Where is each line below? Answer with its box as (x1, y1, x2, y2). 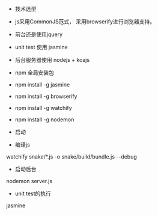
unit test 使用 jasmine (14, 44, 68, 50)
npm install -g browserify (14, 92, 77, 100)
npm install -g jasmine (14, 81, 70, 88)
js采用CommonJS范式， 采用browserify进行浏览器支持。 (14, 18, 155, 25)
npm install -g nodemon (14, 116, 74, 123)
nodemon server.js (6, 178, 53, 184)
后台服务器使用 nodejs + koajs (14, 56, 90, 63)
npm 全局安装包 (14, 69, 54, 76)
